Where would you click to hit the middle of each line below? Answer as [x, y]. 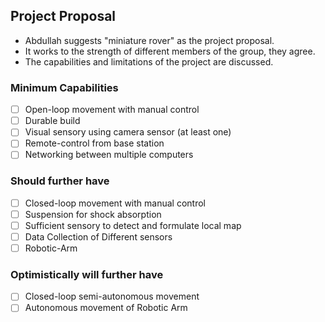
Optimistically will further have [87, 274]
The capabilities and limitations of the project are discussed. [149, 61]
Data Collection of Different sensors [98, 236]
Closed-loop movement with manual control [115, 203]
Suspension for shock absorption [93, 214]
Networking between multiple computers [109, 155]
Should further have [60, 181]
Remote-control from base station [94, 143]
